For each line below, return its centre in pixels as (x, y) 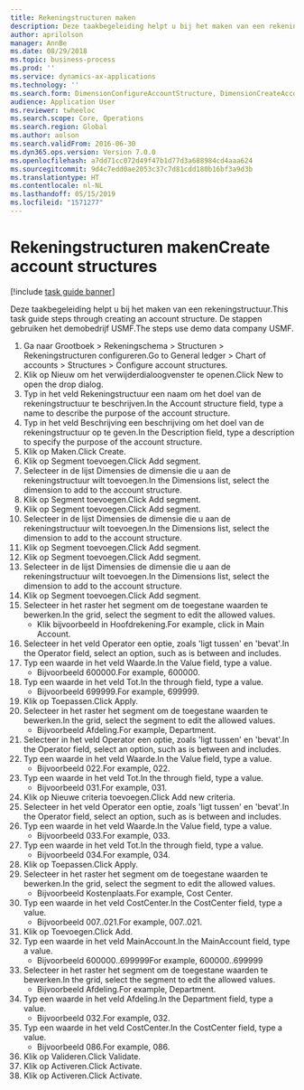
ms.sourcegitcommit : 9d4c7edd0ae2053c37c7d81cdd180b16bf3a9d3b (132, 169)
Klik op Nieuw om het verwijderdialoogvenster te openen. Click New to (153, 374)
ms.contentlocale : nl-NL (57, 186)
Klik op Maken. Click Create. (74, 451)
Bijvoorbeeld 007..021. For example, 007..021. (119, 922)
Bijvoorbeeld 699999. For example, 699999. (118, 691)
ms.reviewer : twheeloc (53, 110)
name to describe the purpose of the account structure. (127, 413)
